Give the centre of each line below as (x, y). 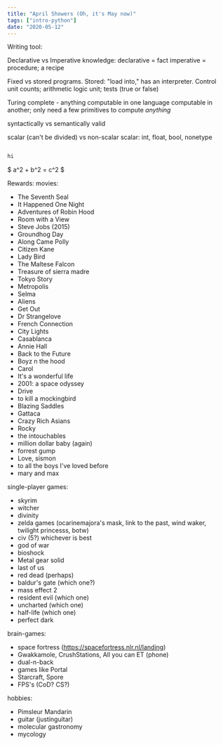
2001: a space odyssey (50, 384)
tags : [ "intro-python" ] (42, 20)
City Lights (33, 332)
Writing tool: (25, 47)
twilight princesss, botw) (53, 531)
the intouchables (42, 436)
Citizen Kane (36, 250)
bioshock (31, 553)
